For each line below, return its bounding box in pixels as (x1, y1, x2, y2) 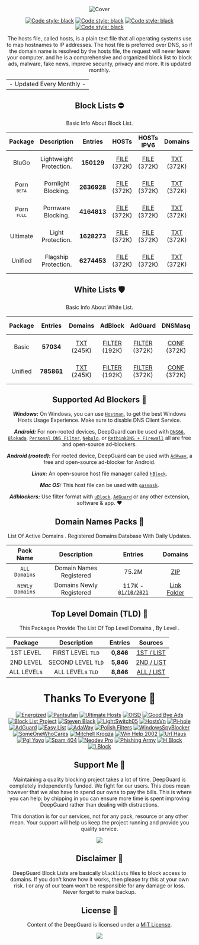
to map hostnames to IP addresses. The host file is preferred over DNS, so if (7, 42, 192, 48)
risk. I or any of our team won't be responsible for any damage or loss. (14, 882, 185, 889)
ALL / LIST (136, 668, 166, 677)
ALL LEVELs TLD (54, 668, 99, 677)
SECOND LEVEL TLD (48, 658, 104, 666)
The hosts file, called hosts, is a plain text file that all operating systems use (7, 35, 192, 42)
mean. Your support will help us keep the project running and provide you (9, 818, 190, 826)
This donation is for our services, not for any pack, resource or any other (11, 813, 188, 820)
